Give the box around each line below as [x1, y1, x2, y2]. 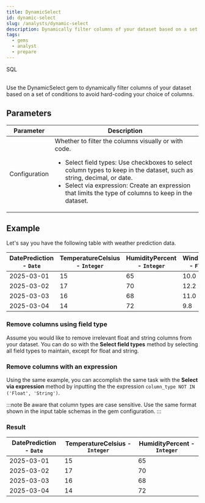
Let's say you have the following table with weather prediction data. [6, 239, 176, 247]
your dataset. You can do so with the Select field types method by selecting [6, 340, 198, 348]
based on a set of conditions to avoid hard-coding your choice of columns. [6, 90, 195, 98]
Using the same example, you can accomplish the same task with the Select [6, 376, 198, 383]
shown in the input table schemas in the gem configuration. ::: [6, 408, 162, 415]
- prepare [12, 49, 37, 55]
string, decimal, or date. [65, 173, 133, 182]
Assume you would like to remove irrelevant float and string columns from [6, 334, 192, 341]
